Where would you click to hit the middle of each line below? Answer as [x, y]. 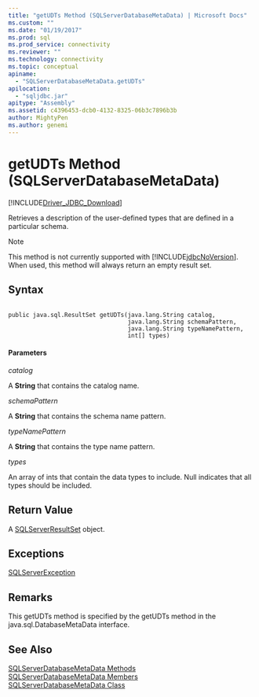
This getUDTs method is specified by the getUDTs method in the [112, 616]
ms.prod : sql [29, 37]
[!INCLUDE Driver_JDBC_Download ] [66, 202]
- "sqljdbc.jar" [42, 96]
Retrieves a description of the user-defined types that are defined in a [121, 218]
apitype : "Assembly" [42, 103]
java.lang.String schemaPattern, [182, 322]
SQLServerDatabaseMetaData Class [67, 684]
